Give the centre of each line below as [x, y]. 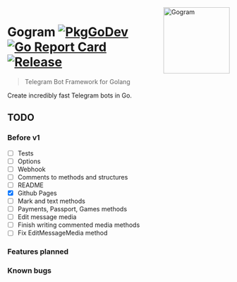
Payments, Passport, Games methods [72, 209]
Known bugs [29, 271]
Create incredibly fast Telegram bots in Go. [70, 95]
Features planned [38, 252]
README [31, 185]
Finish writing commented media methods [79, 225]
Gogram [31, 32]
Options [29, 161]
